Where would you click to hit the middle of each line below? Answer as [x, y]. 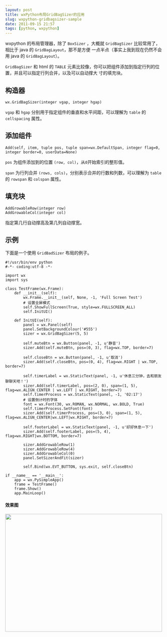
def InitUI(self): [33, 321]
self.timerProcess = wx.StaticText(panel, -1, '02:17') [83, 395]
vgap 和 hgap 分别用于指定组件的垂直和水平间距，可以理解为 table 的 [76, 112]
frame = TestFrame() [36, 485]
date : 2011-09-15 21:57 [30, 24]
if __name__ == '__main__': [35, 476]
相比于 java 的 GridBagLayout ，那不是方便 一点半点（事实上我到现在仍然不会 [83, 50]
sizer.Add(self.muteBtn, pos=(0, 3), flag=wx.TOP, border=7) [89, 348]
